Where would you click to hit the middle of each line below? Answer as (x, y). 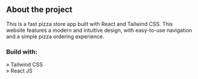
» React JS (19, 71)
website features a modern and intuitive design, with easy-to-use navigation (99, 30)
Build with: (22, 51)
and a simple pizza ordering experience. (55, 36)
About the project (39, 10)
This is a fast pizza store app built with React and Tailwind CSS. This (90, 24)
